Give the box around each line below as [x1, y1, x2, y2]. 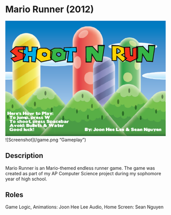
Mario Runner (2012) [5, 4, 94, 15]
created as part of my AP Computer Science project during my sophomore [5, 170, 161, 176]
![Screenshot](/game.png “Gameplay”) [5, 137, 87, 143]
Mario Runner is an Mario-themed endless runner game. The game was [5, 165, 155, 171]
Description [5, 151, 43, 160]
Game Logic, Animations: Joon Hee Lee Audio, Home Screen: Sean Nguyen [5, 204, 164, 210]
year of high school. [5, 176, 47, 182]
